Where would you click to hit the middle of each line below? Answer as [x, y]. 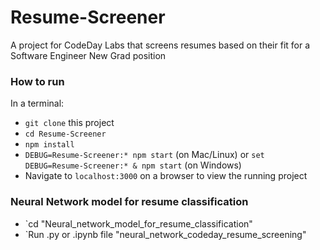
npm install [49, 145]
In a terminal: [37, 103]
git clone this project [69, 123]
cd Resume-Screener [65, 134]
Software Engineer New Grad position [88, 55]
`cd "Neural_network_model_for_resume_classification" [138, 223]
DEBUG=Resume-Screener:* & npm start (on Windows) [133, 165]
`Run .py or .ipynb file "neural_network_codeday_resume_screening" [165, 234]
